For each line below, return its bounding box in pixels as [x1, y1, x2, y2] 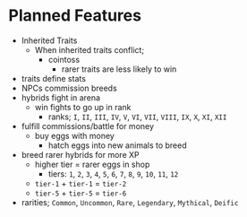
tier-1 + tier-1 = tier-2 [34, 178, 127, 188]
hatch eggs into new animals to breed [47, 140, 187, 151]
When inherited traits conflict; [34, 44, 145, 55]
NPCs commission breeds [21, 82, 117, 93]
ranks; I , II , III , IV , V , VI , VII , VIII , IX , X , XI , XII [47, 111, 227, 122]
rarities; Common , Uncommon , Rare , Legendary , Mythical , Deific [21, 196, 239, 207]
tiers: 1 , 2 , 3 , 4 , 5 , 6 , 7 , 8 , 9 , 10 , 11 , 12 [47, 168, 179, 179]
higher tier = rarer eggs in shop [34, 159, 150, 169]
